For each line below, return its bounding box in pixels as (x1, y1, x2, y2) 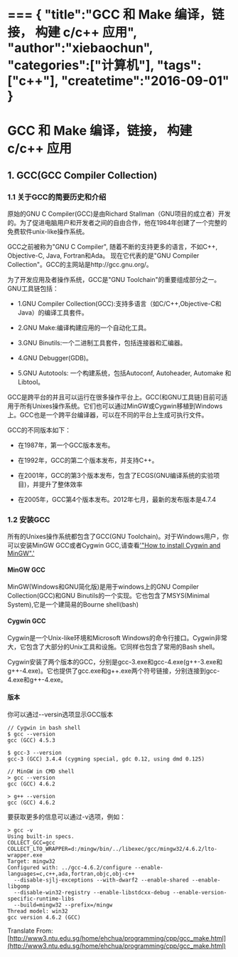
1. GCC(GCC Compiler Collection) (7, 169, 158, 182)
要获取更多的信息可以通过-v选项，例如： (7, 812, 126, 821)
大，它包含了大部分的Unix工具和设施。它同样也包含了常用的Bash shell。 (7, 642, 219, 651)
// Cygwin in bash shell (7, 724, 81, 731)
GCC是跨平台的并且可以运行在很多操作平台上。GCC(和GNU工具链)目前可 (7, 393, 222, 402)
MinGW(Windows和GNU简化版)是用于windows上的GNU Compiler (7, 582, 199, 591)
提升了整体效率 (38, 480, 83, 488)
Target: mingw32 (7, 857, 55, 865)
